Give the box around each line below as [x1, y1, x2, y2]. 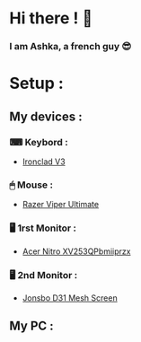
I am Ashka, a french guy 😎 [9, 40, 132, 53]
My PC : [9, 319, 54, 334]
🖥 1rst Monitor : [9, 222, 77, 234]
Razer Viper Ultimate [22, 199, 100, 210]
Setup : [9, 74, 65, 93]
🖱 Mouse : [9, 179, 54, 191]
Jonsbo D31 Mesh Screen [22, 292, 119, 303]
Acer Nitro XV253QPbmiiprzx [22, 246, 131, 257]
